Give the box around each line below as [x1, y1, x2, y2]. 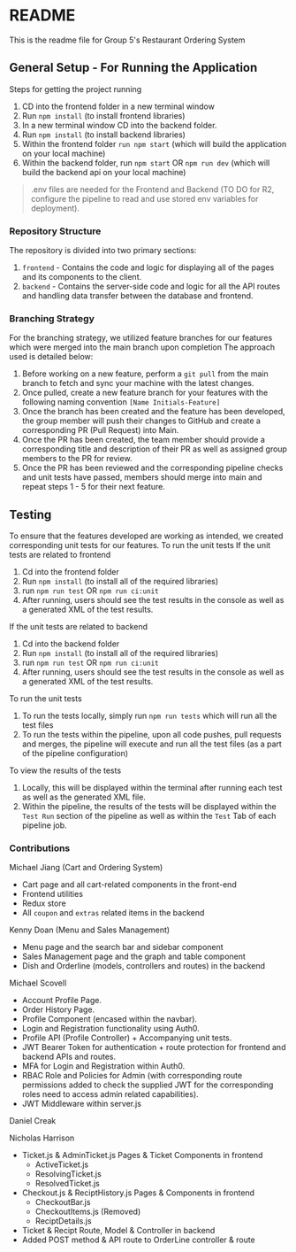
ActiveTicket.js [34, 1159, 89, 1170]
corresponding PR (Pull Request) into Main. [21, 425, 179, 436]
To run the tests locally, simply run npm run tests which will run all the [21, 710, 277, 722]
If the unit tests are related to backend [9, 622, 148, 632]
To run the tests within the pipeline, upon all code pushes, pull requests [21, 730, 282, 740]
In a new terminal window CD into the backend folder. [21, 120, 217, 130]
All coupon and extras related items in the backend [21, 908, 205, 918]
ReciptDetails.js [34, 1216, 92, 1226]
